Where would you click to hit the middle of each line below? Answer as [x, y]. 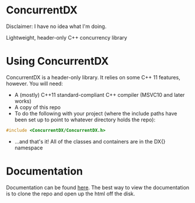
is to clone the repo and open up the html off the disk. [71, 194]
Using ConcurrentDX [58, 61]
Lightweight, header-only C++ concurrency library [67, 37]
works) [23, 101]
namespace [29, 148]
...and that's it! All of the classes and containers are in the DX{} [90, 141]
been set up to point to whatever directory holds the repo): [85, 120]
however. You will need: [34, 83]
